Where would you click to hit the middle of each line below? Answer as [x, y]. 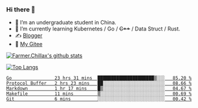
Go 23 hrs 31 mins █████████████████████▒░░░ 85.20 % [99, 78]
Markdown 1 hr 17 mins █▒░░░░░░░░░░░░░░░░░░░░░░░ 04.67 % [99, 89]
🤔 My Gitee [29, 44]
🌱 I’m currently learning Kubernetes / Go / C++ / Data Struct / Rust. [97, 29]
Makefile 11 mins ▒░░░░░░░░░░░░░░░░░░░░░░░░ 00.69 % [99, 94]
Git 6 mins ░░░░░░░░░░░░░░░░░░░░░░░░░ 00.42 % [99, 99]
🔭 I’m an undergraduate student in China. [66, 23]
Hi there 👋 [21, 10]
